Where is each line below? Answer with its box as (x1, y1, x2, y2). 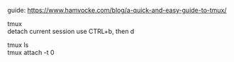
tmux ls (7, 41, 29, 49)
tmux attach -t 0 (7, 49, 55, 56)
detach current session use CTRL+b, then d (7, 27, 135, 35)
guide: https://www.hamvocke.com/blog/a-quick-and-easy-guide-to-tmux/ (7, 6, 227, 14)
